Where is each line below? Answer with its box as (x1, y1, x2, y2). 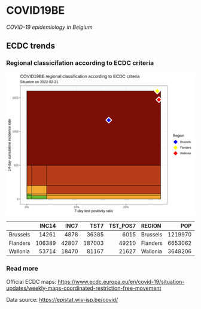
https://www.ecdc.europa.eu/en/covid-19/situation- (57, 278, 185, 285)
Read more (6, 265, 39, 273)
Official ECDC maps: (6, 278, 57, 285)
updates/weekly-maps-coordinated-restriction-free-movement (6, 284, 162, 292)
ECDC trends (6, 41, 56, 51)
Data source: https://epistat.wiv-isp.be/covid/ (6, 296, 118, 303)
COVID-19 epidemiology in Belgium (6, 23, 93, 31)
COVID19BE (6, 4, 65, 17)
